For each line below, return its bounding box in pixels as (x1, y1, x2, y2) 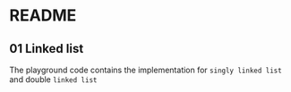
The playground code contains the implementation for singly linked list (9, 64, 282, 75)
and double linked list (9, 74, 98, 85)
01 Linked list (9, 41, 84, 56)
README (9, 5, 77, 26)
